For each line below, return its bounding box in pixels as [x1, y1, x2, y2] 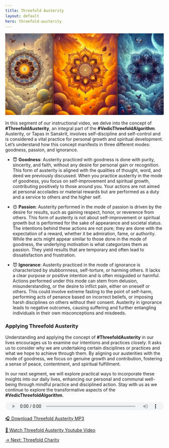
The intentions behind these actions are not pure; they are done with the [12, 225, 162, 231]
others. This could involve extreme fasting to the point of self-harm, [12, 289, 153, 295]
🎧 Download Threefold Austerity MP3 [5, 415, 84, 421]
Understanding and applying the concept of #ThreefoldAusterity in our [5, 334, 154, 340]
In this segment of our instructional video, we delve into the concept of [5, 120, 152, 126]
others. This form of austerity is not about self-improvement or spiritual [12, 215, 160, 221]
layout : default [5, 13, 39, 19]
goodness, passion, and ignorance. [5, 147, 78, 153]
